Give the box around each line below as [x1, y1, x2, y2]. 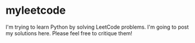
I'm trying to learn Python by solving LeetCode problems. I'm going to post [5, 23, 189, 30]
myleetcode [5, 4, 66, 17]
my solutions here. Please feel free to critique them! [5, 29, 132, 36]
